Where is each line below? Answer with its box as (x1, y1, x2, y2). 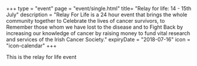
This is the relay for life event (6, 54, 77, 60)
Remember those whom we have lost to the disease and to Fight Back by (6, 23, 183, 30)
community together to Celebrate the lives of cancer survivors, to (6, 18, 165, 24)
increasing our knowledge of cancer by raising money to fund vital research (6, 30, 191, 37)
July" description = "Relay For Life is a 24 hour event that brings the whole (6, 11, 188, 18)
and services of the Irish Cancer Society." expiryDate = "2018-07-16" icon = (6, 36, 191, 43)
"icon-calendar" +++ (6, 42, 57, 49)
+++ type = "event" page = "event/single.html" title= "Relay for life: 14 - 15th (6, 5, 192, 12)
